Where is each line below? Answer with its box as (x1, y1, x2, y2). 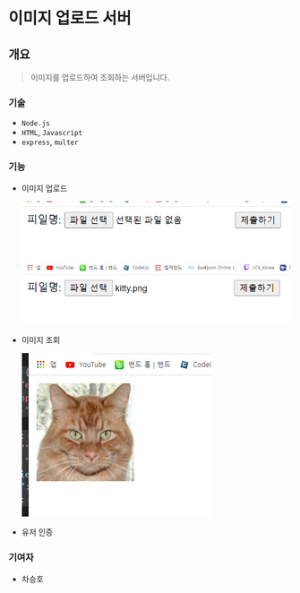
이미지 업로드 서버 (8, 8, 132, 29)
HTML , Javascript (21, 127, 83, 138)
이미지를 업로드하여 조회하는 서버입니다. (30, 73, 170, 82)
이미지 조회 (21, 335, 61, 346)
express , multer (21, 136, 79, 148)
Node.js (21, 119, 50, 128)
